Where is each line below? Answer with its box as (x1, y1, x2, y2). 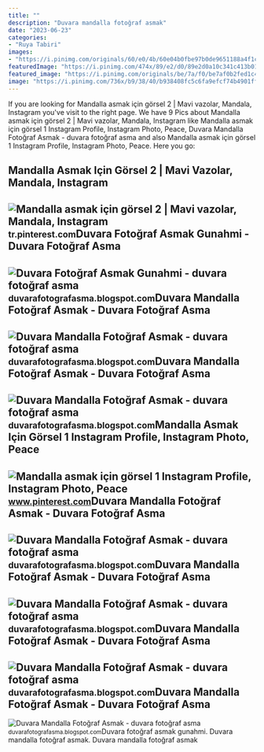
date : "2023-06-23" (8, 26, 72, 34)
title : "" (8, 11, 41, 20)
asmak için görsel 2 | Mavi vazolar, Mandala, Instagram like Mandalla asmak (8, 116, 254, 125)
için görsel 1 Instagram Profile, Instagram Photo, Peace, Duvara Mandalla (8, 124, 244, 134)
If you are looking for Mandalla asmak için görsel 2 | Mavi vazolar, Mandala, (8, 99, 252, 109)
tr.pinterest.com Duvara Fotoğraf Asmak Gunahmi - (8, 228, 250, 241)
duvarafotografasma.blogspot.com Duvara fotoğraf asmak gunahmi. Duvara (8, 727, 233, 736)
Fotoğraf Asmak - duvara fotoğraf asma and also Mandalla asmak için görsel (8, 132, 256, 142)
